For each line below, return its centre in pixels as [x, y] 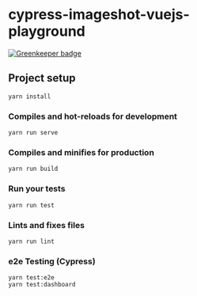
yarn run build [33, 169]
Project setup [42, 78]
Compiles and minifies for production [81, 152]
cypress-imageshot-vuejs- [99, 15]
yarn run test [32, 205]
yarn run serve [33, 133]
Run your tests [37, 189]
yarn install [30, 97]
